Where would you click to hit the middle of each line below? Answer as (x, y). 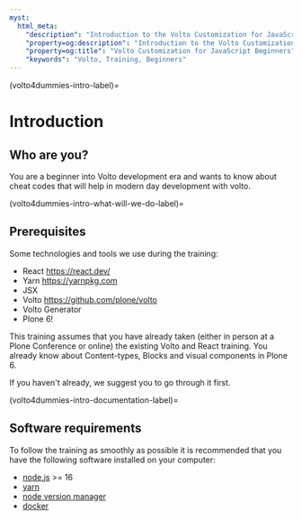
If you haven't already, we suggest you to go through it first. (120, 382)
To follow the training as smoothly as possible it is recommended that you (146, 450)
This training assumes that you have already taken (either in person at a (142, 336)
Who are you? (49, 155)
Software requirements (75, 429)
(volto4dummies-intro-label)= (64, 85)
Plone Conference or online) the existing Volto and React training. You (138, 346)
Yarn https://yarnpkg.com (70, 280)
